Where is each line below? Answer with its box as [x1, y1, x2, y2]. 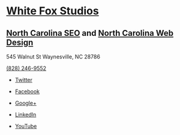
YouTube [14, 122, 37, 130]
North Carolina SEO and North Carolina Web [6, 28, 174, 38]
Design [6, 37, 34, 47]
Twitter [14, 76, 33, 83]
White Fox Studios [6, 4, 99, 18]
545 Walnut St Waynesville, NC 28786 [6, 53, 101, 60]
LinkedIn [14, 111, 37, 118]
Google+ [14, 100, 37, 106]
